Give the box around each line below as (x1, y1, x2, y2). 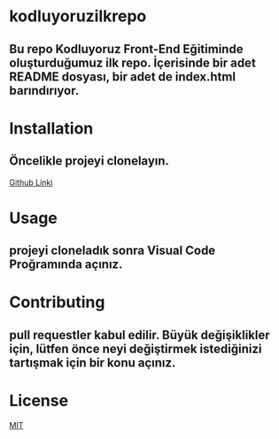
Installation (9, 118, 94, 138)
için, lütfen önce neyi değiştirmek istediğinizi (9, 341, 262, 356)
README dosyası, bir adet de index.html (9, 69, 236, 84)
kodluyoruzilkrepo (9, 6, 147, 27)
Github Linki (9, 177, 53, 188)
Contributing (9, 292, 105, 312)
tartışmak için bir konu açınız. (9, 355, 176, 370)
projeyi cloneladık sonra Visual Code (9, 243, 216, 258)
